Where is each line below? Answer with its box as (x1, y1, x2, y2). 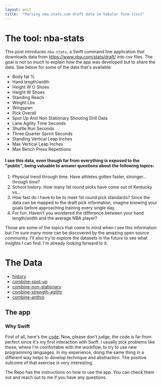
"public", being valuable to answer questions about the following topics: (5, 163, 155, 169)
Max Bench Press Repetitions (12, 146, 72, 152)
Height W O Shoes (12, 84, 50, 90)
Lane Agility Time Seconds (12, 121, 66, 126)
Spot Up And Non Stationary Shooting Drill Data (12, 115, 108, 121)
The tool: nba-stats (5, 33, 85, 44)
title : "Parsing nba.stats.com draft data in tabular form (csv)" (5, 12, 145, 17)
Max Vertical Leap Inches (12, 141, 63, 147)
